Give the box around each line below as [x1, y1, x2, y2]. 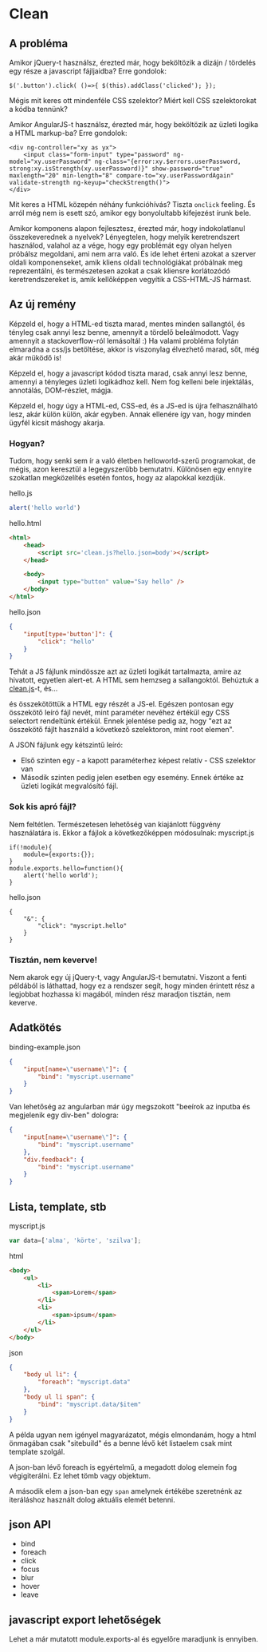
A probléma [9, 37, 69, 50]
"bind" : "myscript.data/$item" [37, 1400, 142, 1408]
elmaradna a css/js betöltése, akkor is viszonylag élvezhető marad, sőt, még [9, 344, 260, 354]
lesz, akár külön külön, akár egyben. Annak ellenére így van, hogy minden [9, 409, 252, 419]
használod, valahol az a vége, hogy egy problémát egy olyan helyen [9, 241, 233, 250]
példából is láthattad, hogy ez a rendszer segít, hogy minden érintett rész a [9, 981, 256, 990]
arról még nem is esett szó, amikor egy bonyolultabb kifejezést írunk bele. [9, 209, 252, 217]
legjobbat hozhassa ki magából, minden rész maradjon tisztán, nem [9, 989, 230, 999]
